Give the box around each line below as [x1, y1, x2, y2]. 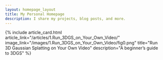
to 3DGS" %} [5, 50, 32, 56]
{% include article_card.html [5, 30, 62, 36]
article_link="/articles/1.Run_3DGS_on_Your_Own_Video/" [5, 35, 120, 40]
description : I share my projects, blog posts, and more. [5, 16, 126, 21]
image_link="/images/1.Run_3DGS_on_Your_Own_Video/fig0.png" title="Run [5, 40, 158, 46]
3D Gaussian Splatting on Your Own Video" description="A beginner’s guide [5, 45, 158, 51]
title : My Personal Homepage [5, 12, 65, 17]
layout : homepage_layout [5, 7, 56, 12]
